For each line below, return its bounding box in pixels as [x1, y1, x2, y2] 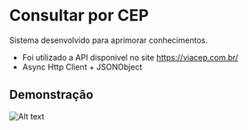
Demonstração [9, 87, 94, 102]
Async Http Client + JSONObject [21, 61, 143, 72]
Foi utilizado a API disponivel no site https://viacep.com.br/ [21, 52, 239, 62]
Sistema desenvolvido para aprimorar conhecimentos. [9, 35, 208, 45]
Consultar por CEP [9, 5, 149, 26]
